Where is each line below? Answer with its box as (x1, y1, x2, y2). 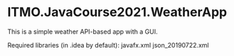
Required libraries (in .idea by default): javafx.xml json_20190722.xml (7, 41, 209, 49)
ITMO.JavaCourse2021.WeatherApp (7, 4, 228, 20)
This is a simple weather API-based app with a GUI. (7, 27, 158, 36)
